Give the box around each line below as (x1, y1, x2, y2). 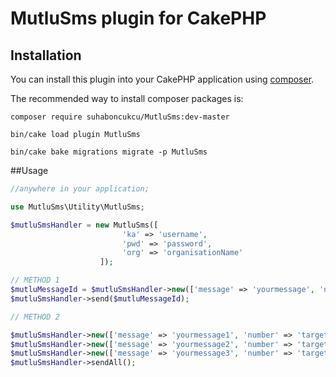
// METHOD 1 (10, 275, 60, 286)
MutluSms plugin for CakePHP (10, 7, 267, 30)
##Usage (10, 165, 49, 176)
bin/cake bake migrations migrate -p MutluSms (10, 147, 208, 157)
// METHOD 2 (10, 312, 60, 322)
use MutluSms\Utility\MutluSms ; (10, 202, 145, 212)
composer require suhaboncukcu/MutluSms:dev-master (10, 112, 230, 122)
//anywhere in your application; (10, 184, 150, 194)
